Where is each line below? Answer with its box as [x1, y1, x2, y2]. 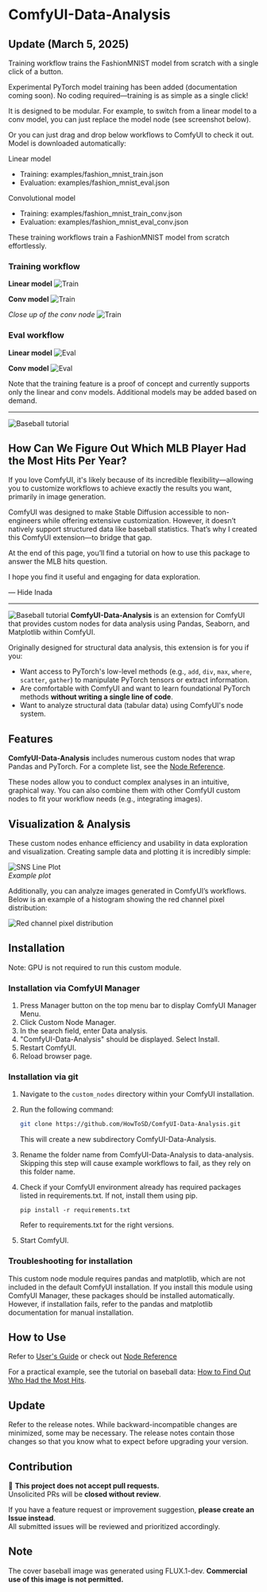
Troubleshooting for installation [8, 1256, 133, 1267]
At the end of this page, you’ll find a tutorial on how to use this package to [8, 548, 250, 558]
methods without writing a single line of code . [19, 692, 173, 702]
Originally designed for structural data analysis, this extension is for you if [8, 643, 250, 652]
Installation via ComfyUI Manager [8, 982, 141, 993]
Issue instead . [8, 1513, 56, 1523]
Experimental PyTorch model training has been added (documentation [8, 82, 238, 92]
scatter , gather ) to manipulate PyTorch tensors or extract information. [19, 675, 250, 685]
